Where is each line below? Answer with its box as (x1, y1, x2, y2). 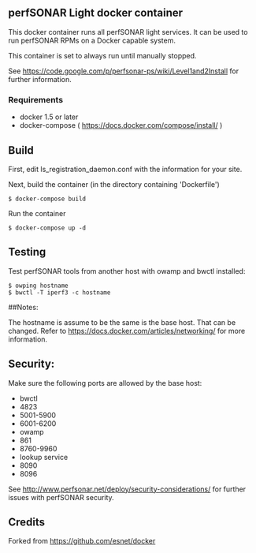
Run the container (8, 208, 66, 218)
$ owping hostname (8, 282, 69, 290)
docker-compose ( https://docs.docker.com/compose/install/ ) (19, 121, 223, 130)
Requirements (8, 94, 64, 105)
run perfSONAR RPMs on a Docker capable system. (8, 35, 176, 45)
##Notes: (8, 302, 39, 312)
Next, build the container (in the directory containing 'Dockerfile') (8, 179, 221, 189)
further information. (8, 74, 72, 84)
